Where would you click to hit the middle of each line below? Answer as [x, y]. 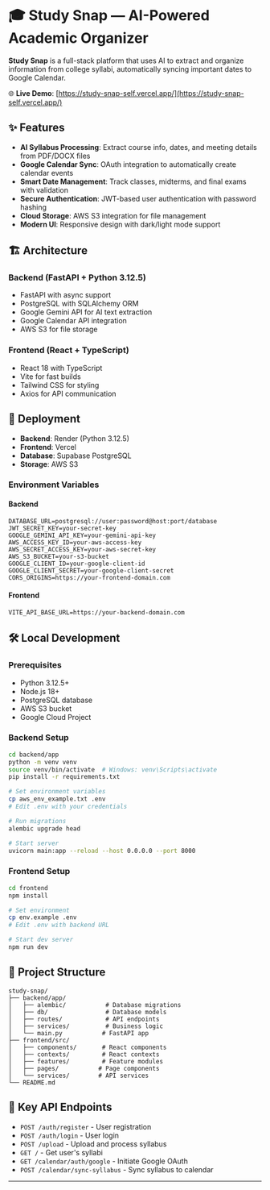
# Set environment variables [57, 792]
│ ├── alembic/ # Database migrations [95, 1005]
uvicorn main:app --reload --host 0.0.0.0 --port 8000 [102, 851]
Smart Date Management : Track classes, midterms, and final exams [133, 181]
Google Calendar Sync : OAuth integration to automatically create [128, 164]
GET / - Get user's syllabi [61, 1152]
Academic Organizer [78, 38]
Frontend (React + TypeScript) [69, 350]
